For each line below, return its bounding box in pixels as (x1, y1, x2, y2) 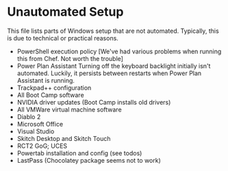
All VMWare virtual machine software (16, 105, 122, 114)
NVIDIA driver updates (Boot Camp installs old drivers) (16, 98, 171, 106)
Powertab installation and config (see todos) (16, 148, 142, 157)
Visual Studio (16, 127, 55, 135)
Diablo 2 (16, 112, 41, 120)
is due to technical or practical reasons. (7, 34, 118, 42)
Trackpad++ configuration (16, 83, 92, 92)
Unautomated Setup (7, 4, 124, 20)
